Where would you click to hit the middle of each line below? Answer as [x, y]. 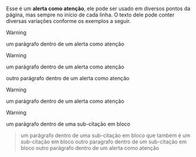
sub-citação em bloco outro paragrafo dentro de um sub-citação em [104, 142]
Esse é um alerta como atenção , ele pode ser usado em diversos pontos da [98, 9]
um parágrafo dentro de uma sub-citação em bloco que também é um [105, 135]
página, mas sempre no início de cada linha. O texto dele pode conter [90, 15]
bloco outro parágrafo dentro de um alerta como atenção [90, 148]
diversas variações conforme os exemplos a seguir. [69, 21]
